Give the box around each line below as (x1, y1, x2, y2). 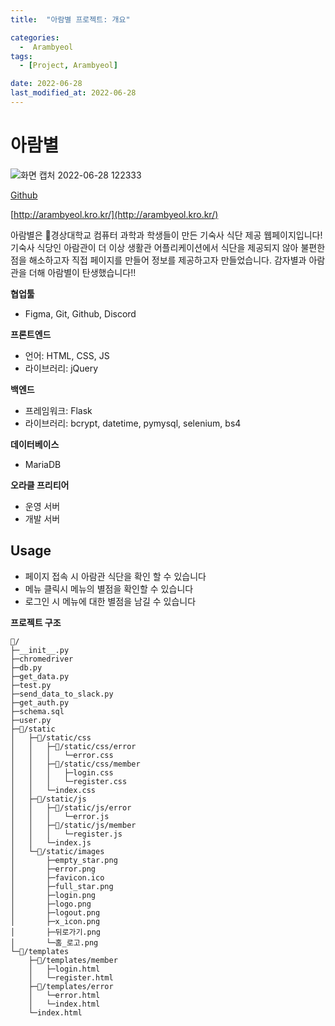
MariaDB (24, 458, 62, 470)
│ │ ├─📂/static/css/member (10, 759, 141, 769)
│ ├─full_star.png (10, 881, 114, 891)
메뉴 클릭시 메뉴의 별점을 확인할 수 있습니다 (24, 582, 194, 595)
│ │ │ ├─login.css (10, 767, 114, 778)
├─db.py (10, 662, 43, 673)
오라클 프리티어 (10, 479, 70, 491)
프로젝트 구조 (10, 616, 62, 628)
